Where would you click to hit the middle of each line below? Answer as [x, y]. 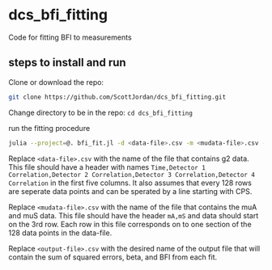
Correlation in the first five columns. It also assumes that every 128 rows [130, 183]
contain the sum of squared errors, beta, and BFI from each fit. [113, 257]
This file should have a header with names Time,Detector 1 [107, 167]
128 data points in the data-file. [60, 233]
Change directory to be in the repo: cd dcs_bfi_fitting [100, 112]
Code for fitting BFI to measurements [70, 37]
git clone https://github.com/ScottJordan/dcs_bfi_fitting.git [117, 97]
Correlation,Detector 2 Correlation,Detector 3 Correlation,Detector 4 [132, 175]
